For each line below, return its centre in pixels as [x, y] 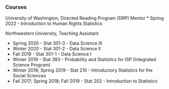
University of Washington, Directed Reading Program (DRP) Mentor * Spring [84, 18]
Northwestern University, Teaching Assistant [52, 34]
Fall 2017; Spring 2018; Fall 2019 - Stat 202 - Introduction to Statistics [85, 81]
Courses [16, 7]
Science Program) [31, 65]
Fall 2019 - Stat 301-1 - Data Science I [52, 54]
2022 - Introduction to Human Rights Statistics [54, 23]
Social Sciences [29, 76]
